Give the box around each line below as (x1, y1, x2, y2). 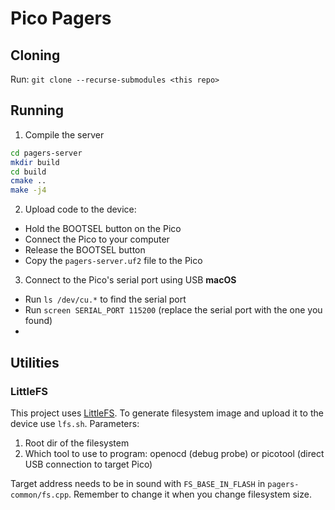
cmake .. (10, 176, 47, 186)
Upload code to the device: (24, 203, 137, 216)
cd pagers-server (10, 148, 83, 158)
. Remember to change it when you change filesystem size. (68, 488, 312, 500)
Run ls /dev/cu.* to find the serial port (24, 293, 187, 306)
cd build (10, 167, 47, 177)
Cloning (10, 47, 61, 64)
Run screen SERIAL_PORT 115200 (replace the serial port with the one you (24, 304, 323, 316)
